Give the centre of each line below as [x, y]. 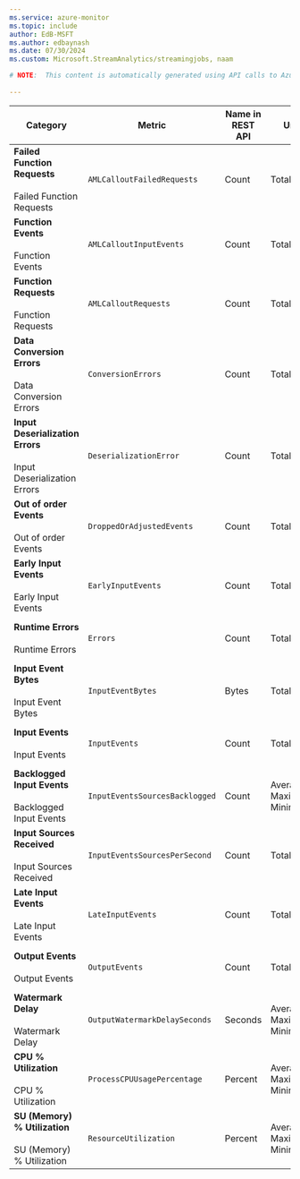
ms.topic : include [43, 26]
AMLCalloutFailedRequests [143, 179]
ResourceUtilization [132, 1138]
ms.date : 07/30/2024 [48, 51]
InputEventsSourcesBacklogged [152, 796]
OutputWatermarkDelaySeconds [150, 1020]
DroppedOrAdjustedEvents [141, 526]
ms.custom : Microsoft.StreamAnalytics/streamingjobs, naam [121, 59]
